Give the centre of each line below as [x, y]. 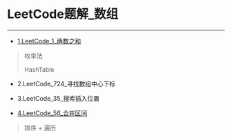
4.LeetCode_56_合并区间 [52, 113]
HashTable [39, 69]
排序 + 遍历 [40, 128]
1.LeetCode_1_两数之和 [49, 41]
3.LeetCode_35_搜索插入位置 [58, 98]
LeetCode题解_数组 [63, 14]
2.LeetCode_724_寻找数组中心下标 [66, 83]
